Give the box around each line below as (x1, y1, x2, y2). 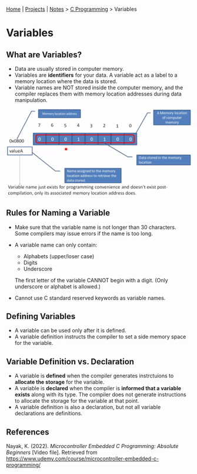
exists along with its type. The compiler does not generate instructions (14, 391, 186, 398)
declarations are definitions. (14, 410, 82, 417)
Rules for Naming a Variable (6, 208, 111, 218)
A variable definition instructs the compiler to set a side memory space (14, 333, 186, 340)
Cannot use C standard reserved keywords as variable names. (14, 294, 166, 301)
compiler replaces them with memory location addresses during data (14, 90, 182, 97)
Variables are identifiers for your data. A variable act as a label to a (14, 71, 178, 78)
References (6, 427, 49, 437)
